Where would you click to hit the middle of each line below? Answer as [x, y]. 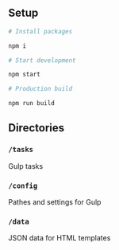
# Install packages [40, 31]
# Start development [42, 60]
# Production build [40, 89]
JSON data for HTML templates [59, 238]
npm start [25, 75]
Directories [36, 128]
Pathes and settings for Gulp [55, 202]
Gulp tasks [26, 166]
